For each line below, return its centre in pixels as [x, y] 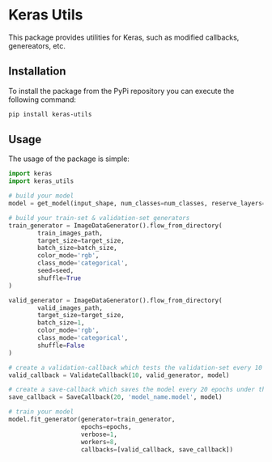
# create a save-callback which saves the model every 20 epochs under [132, 390]
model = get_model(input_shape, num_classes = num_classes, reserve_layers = [137, 204]
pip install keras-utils [50, 114]
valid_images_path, [70, 308]
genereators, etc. [37, 45]
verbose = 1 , [99, 434]
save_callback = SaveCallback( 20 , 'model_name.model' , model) [115, 397]
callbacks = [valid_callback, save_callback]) [157, 449]
